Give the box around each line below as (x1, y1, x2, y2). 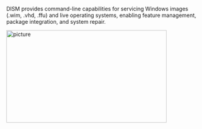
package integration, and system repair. (6, 18, 106, 25)
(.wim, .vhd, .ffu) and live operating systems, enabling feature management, (6, 12, 197, 19)
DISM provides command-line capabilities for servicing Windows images (6, 5, 189, 12)
